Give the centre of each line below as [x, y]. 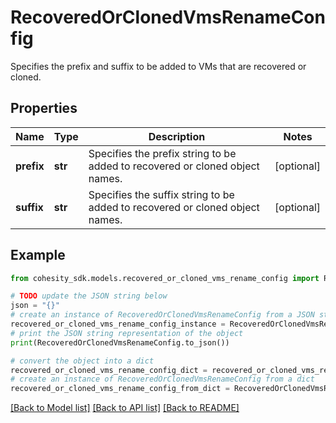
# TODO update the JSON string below [89, 296]
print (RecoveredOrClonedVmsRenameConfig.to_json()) [120, 342]
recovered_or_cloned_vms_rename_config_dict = [109, 370]
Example [38, 255]
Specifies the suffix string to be [161, 194]
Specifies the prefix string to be [162, 153]
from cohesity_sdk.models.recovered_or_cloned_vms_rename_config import [165, 278]
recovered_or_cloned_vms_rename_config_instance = [118, 324]
